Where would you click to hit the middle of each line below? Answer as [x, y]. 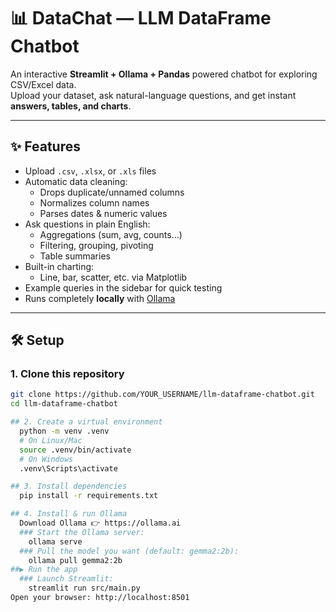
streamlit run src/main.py [84, 588]
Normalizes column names [94, 202]
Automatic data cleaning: [76, 181]
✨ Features [45, 146]
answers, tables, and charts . [71, 106]
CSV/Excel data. [43, 84]
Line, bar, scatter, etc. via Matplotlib [113, 277]
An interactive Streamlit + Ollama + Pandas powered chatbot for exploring [164, 74]
